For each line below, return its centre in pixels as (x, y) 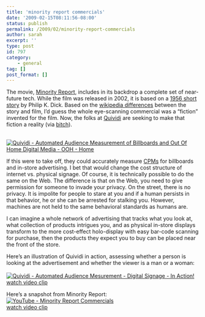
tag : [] (16, 69)
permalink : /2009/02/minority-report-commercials (71, 29)
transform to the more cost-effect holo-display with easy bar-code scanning (102, 232)
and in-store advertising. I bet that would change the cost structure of (94, 168)
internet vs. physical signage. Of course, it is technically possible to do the (100, 174)
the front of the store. (33, 245)
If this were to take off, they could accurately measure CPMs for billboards (100, 161)
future (14, 99)
